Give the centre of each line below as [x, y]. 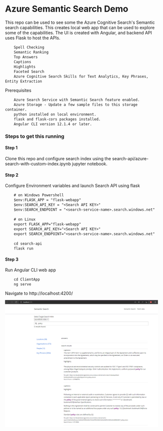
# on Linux [25, 219]
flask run [24, 249]
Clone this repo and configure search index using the [58, 159]
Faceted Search [29, 71]
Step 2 [12, 175]
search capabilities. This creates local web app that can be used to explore [80, 27]
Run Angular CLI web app [31, 270]
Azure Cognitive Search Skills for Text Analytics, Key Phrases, [81, 76]
